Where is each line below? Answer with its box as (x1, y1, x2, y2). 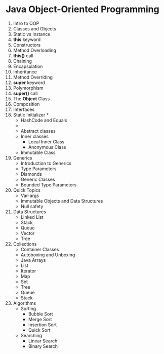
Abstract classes (20, 128, 56, 134)
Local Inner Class (28, 138, 65, 145)
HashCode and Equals (20, 117, 67, 123)
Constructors (13, 42, 41, 48)
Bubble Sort (28, 310, 53, 317)
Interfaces (13, 106, 35, 112)
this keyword (13, 36, 41, 43)
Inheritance (13, 68, 37, 74)
